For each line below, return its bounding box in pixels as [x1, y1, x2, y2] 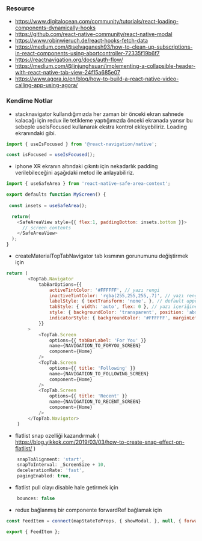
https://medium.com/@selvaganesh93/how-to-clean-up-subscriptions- [14, 43, 193, 50]
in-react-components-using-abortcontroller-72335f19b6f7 [14, 50, 160, 57]
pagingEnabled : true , [17, 473, 71, 479]
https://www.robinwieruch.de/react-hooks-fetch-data [14, 37, 148, 44]
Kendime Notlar [6, 97, 53, 105]
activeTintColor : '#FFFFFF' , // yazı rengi [49, 287, 161, 293]
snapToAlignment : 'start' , [17, 456, 85, 462]
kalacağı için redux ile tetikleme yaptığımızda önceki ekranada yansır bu [14, 116, 194, 124]
